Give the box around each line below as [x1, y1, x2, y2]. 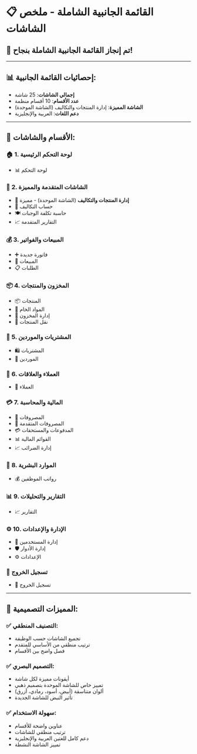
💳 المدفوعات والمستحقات [14, 427, 74, 434]
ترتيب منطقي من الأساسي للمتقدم [14, 641, 90, 648]
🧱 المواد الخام [14, 306, 45, 313]
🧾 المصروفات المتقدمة [14, 420, 64, 427]
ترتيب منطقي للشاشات [14, 728, 66, 735]
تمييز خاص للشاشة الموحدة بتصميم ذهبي [14, 682, 104, 689]
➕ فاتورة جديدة [14, 251, 48, 258]
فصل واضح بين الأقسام [14, 648, 65, 655]
